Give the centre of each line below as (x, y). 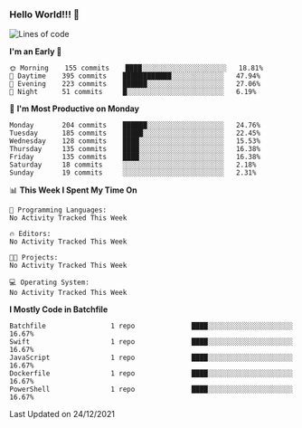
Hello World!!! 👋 (44, 14)
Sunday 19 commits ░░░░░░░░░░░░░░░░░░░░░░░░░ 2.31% (133, 173)
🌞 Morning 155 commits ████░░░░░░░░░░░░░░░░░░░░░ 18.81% (137, 68)
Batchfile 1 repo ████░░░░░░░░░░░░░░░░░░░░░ (151, 326)
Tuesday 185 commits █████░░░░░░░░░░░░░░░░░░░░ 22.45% (135, 133)
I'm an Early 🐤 (36, 52)
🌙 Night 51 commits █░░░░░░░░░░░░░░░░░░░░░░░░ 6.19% (133, 92)
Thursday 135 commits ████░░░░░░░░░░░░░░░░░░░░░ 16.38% (135, 149)
